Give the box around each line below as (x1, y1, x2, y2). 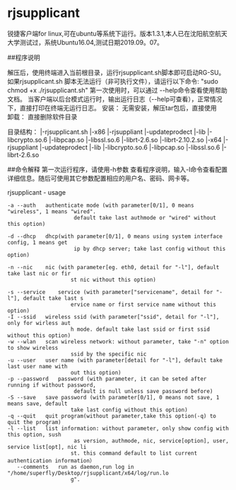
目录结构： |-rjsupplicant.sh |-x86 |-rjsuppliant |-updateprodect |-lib (7, 127, 206, 136)
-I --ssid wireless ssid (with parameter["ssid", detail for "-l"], (7, 313, 220, 320)
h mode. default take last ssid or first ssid (70, 326, 211, 333)
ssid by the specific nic (70, 351, 147, 358)
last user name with (7, 363, 69, 370)
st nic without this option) (70, 276, 157, 283)
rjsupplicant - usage (7, 188, 66, 196)
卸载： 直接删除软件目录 (7, 112, 78, 121)
